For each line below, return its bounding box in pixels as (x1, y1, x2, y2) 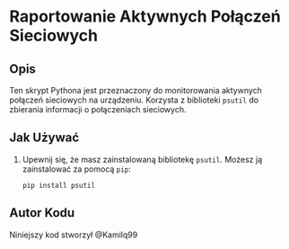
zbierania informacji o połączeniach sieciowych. (9, 104, 187, 114)
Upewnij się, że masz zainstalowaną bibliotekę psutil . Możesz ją (22, 154, 263, 165)
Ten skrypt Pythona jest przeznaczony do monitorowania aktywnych (9, 85, 263, 95)
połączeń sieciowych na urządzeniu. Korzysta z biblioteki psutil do (9, 94, 258, 105)
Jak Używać (9, 130, 80, 146)
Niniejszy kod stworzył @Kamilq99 (9, 229, 138, 240)
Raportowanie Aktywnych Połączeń (9, 6, 281, 27)
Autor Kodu (9, 205, 75, 221)
